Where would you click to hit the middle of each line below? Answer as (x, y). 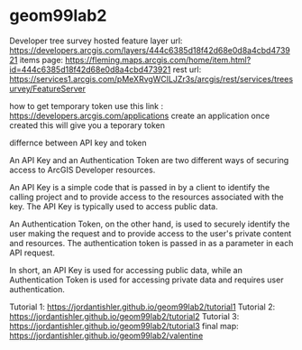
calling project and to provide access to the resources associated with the (146, 197)
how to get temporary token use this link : (87, 106)
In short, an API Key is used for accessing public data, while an (126, 270)
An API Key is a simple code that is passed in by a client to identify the (140, 187)
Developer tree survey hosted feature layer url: (96, 41)
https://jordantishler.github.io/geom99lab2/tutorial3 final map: (124, 326)
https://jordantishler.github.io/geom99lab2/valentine (106, 336)
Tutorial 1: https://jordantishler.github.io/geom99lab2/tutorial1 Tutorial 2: (142, 307)
